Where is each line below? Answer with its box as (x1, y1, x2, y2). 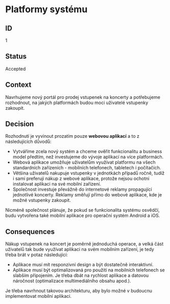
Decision (5, 120, 34, 129)
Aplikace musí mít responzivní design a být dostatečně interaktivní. (12, 262, 154, 268)
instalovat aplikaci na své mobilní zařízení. (12, 181, 101, 187)
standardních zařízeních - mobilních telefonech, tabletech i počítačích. (12, 165, 161, 171)
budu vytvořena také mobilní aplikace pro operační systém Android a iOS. (5, 213, 160, 219)
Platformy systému (5, 4, 88, 15)
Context (5, 81, 32, 89)
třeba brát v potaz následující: (5, 251, 68, 258)
